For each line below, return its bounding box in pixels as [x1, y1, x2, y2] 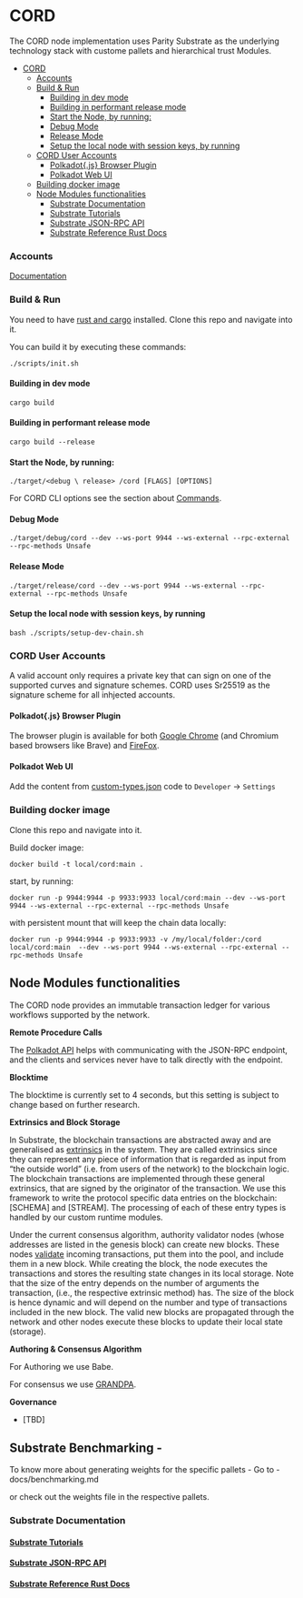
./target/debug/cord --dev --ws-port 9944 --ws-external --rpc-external [9, 534, 290, 543]
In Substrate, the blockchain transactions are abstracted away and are [9, 1134, 272, 1145]
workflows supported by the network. [9, 1009, 151, 1020]
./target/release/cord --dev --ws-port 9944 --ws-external [9, 581, 238, 590]
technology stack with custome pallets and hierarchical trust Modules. [9, 45, 272, 55]
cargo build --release [9, 437, 95, 447]
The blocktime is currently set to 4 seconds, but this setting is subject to [9, 1089, 279, 1101]
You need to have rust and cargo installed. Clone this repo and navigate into [9, 314, 293, 325]
